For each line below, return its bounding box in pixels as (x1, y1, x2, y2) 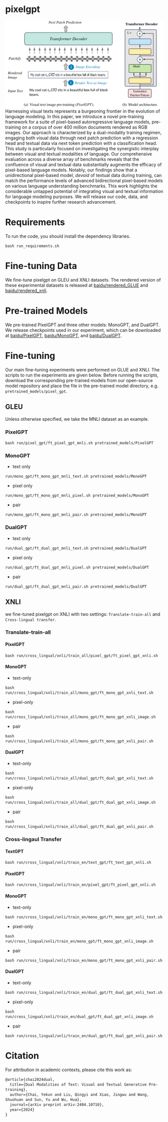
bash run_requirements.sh (5, 244, 59, 249)
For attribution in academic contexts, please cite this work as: (5, 1067, 132, 1073)
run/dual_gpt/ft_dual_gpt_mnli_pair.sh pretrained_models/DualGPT (5, 584, 147, 589)
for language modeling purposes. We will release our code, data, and (5, 194, 148, 200)
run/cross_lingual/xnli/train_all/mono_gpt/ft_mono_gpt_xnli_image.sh (5, 714, 156, 719)
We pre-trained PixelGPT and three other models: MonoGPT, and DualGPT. (5, 322, 160, 328)
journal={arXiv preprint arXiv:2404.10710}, (10, 1102, 104, 1107)
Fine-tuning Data (5, 260, 77, 272)
